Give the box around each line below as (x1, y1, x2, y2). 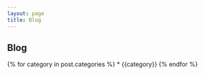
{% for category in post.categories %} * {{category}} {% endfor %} (7, 60, 198, 69)
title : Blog (7, 17, 41, 23)
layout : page (7, 10, 45, 17)
